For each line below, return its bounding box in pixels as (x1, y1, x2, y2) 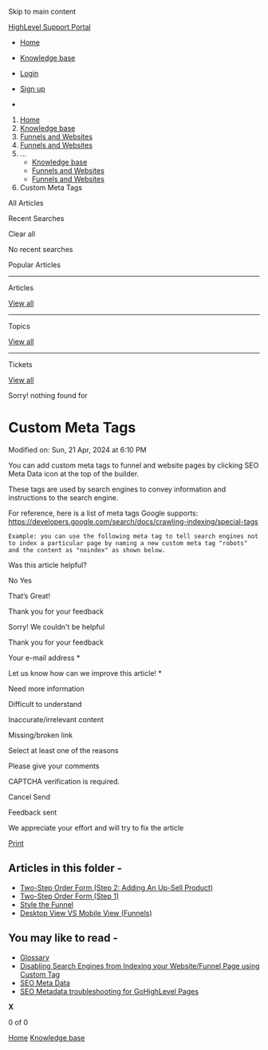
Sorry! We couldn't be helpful (8, 622, 105, 631)
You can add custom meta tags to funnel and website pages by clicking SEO (8, 460, 259, 470)
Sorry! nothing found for (8, 391, 88, 400)
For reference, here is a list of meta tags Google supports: (8, 508, 199, 518)
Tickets (8, 360, 33, 369)
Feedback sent (8, 807, 57, 817)
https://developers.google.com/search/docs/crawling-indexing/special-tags (8, 516, 258, 526)
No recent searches (8, 245, 73, 254)
